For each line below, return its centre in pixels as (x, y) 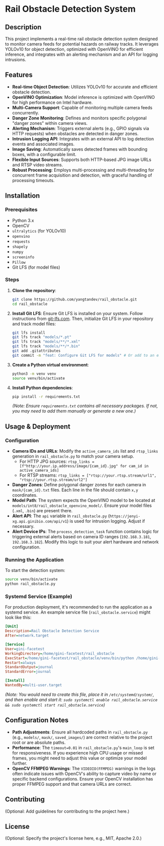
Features (19, 75)
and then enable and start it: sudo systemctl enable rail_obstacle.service (81, 699)
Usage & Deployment (38, 426)
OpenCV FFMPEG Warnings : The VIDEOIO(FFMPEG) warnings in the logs (84, 768)
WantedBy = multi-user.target (34, 685)
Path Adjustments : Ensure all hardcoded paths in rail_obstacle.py (80, 732)
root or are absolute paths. (39, 742)
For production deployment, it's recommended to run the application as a (79, 607)
